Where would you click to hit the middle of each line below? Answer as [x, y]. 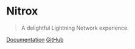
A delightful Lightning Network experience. [75, 28]
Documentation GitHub [35, 39]
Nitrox [22, 11]
